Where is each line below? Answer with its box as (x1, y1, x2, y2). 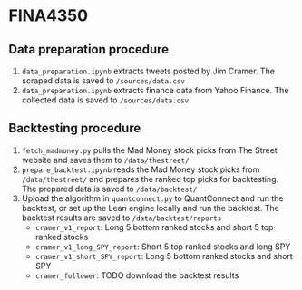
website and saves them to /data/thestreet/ (21, 154, 190, 165)
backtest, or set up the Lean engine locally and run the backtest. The (21, 202, 280, 213)
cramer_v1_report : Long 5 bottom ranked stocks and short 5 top (34, 221, 274, 232)
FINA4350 (8, 5, 88, 26)
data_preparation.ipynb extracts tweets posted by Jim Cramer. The (21, 65, 276, 76)
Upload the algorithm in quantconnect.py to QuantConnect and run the (21, 192, 284, 204)
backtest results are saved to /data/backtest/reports (21, 212, 222, 223)
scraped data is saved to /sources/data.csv (21, 75, 185, 86)
